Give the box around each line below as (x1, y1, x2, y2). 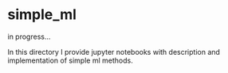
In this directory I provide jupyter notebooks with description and (7, 47, 221, 56)
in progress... (7, 32, 51, 41)
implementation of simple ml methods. (7, 56, 133, 65)
